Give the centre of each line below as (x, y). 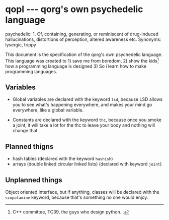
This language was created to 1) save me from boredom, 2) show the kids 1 (82, 60)
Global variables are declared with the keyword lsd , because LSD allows (87, 99)
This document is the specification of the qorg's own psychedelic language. (84, 54)
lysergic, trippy (21, 44)
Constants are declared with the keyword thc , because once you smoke (87, 120)
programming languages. (31, 71)
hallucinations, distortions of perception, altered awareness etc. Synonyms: (83, 39)
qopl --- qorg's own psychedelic (74, 9)
